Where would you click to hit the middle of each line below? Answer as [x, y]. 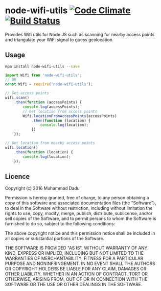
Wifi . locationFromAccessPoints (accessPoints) [70, 116]
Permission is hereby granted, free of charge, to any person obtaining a [77, 198]
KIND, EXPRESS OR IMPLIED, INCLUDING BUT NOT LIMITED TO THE [74, 253]
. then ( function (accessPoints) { [48, 102]
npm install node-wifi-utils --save [42, 66]
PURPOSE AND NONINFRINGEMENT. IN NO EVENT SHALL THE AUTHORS [80, 264]
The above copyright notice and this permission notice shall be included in [80, 233]
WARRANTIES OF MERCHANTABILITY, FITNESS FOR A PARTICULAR [74, 258]
